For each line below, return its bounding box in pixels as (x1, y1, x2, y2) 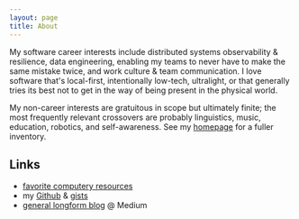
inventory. (9, 131, 47, 141)
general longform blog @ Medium (22, 200, 148, 211)
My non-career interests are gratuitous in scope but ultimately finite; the (9, 102, 276, 113)
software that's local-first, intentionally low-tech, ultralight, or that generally (9, 75, 290, 86)
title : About (9, 22, 59, 31)
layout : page (9, 13, 59, 23)
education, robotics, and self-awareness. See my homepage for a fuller (9, 121, 275, 132)
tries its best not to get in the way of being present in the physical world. (9, 85, 278, 96)
